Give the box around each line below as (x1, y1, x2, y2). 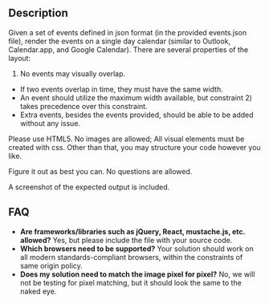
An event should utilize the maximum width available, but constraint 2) (19, 92, 253, 103)
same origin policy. (19, 261, 83, 270)
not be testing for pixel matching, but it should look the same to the (19, 278, 243, 287)
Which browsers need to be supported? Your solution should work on (19, 244, 255, 253)
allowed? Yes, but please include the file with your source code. (19, 235, 233, 245)
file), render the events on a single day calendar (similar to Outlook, (8, 36, 231, 46)
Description (8, 6, 68, 20)
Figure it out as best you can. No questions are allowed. (8, 166, 193, 176)
